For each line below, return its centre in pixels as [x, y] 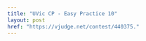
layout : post [26, 20]
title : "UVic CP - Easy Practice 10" [62, 14]
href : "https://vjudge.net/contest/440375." [73, 26]
